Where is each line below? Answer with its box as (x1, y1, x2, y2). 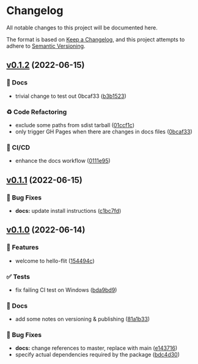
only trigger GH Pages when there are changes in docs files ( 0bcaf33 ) (15, 128, 193, 135)
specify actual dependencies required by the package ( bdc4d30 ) (15, 351, 180, 358)
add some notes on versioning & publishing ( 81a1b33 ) (15, 316, 150, 323)
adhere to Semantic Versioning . (6, 42, 86, 50)
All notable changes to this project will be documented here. (6, 24, 158, 31)
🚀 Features (6, 243, 39, 251)
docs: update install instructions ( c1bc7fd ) (15, 207, 122, 214)
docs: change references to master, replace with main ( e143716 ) (15, 344, 178, 352)
